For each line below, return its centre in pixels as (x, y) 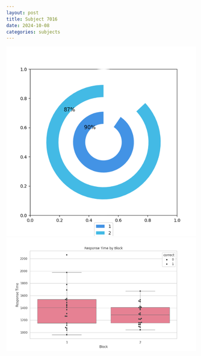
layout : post (23, 13)
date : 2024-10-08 (28, 25)
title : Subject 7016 (32, 19)
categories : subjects (33, 32)
